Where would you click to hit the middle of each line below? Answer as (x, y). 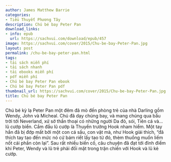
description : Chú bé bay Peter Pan (43, 24)
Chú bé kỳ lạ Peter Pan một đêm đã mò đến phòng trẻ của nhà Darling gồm (84, 110)
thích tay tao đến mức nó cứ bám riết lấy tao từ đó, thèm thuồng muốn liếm (84, 138)
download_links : (23, 29)
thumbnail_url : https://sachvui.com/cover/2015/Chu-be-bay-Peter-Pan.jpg (86, 91)
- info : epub (19, 34)
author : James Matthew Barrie (38, 10)
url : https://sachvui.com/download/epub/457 (58, 39)
